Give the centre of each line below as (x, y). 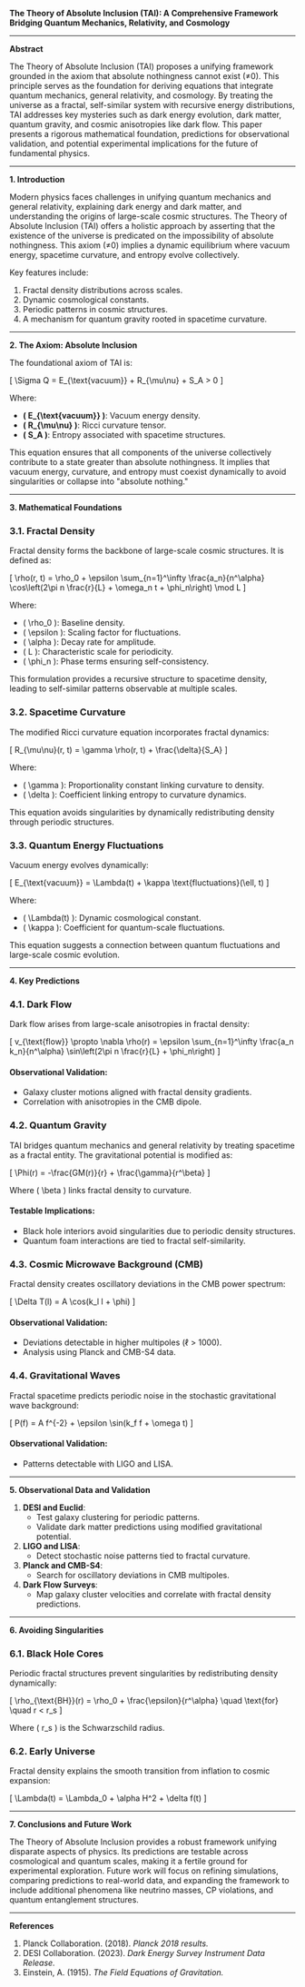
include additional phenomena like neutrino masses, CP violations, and (142, 1890)
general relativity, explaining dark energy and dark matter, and (126, 207)
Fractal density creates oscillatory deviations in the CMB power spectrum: (148, 1284)
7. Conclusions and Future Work (71, 1824)
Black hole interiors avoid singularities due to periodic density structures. (159, 1231)
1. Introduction (37, 179)
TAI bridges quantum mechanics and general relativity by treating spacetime (152, 1145)
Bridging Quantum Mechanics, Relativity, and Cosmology (120, 23)
